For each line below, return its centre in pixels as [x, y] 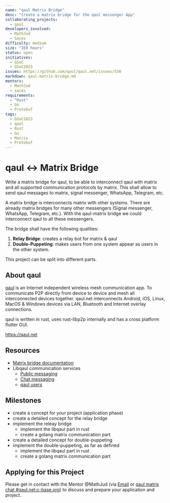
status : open [19, 52]
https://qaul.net [21, 334]
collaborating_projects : [31, 19]
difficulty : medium [26, 43]
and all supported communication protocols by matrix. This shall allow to [81, 188]
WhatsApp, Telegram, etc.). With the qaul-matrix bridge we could [73, 214]
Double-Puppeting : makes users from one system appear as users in [85, 244]
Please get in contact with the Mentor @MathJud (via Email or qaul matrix [82, 484]
